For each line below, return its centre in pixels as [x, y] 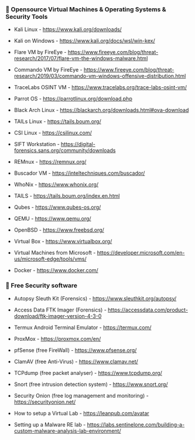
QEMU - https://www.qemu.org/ [52, 219]
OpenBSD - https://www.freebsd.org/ [59, 230]
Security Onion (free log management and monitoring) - [81, 395]
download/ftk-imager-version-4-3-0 [58, 316]
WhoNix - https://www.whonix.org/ [56, 185]
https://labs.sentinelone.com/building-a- [136, 424]
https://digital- [78, 144]
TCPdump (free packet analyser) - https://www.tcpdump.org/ [88, 373]
